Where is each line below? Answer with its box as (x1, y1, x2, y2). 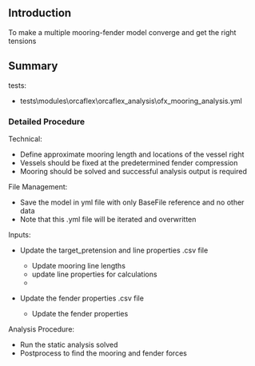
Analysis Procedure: (8, 324, 74, 334)
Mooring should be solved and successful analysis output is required (19, 166, 248, 176)
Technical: (8, 133, 42, 143)
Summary (8, 59, 58, 73)
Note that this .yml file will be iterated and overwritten (19, 214, 197, 224)
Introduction (8, 6, 72, 20)
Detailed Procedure (8, 116, 86, 127)
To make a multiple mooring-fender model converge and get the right (8, 27, 237, 37)
